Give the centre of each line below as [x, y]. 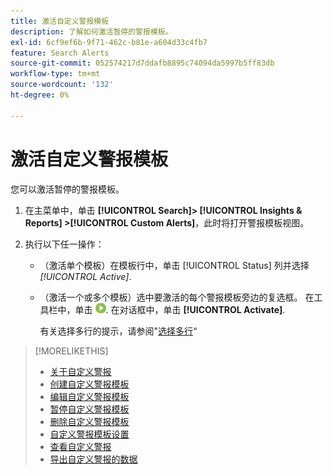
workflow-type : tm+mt [55, 74]
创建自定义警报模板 [89, 384]
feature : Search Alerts [60, 53]
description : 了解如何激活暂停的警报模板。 [91, 31]
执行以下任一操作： [64, 244]
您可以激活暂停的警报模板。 [67, 189]
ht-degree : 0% [40, 95]
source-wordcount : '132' [62, 85]
